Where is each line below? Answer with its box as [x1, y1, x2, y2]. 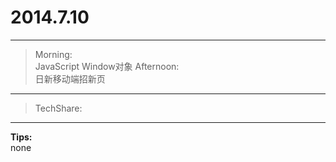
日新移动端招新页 [34, 72, 106, 85]
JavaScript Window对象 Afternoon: [34, 60, 180, 72]
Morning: [34, 48, 73, 60]
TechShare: [34, 102, 83, 114]
